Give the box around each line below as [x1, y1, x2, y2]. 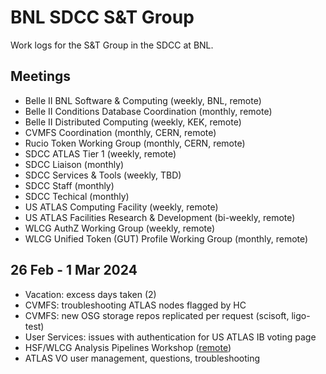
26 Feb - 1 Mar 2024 [10, 262, 138, 279]
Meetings [10, 68, 72, 85]
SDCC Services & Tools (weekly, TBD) [24, 169, 182, 181]
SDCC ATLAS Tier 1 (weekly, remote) [24, 147, 177, 160]
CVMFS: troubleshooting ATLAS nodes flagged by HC [24, 299, 247, 311]
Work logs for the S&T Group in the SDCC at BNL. [10, 39, 214, 51]
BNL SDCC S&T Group [10, 6, 195, 29]
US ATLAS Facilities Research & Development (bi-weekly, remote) [24, 211, 296, 223]
